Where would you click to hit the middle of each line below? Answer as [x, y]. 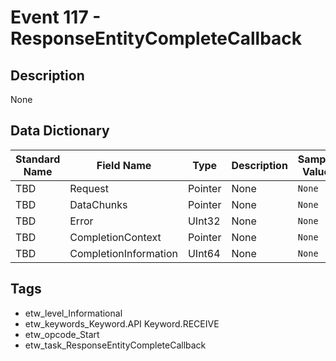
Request [89, 188]
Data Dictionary [60, 131]
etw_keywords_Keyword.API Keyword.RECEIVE [122, 323]
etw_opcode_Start [62, 334]
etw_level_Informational [73, 313]
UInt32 [204, 221]
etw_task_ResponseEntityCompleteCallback [115, 345]
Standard [38, 159]
